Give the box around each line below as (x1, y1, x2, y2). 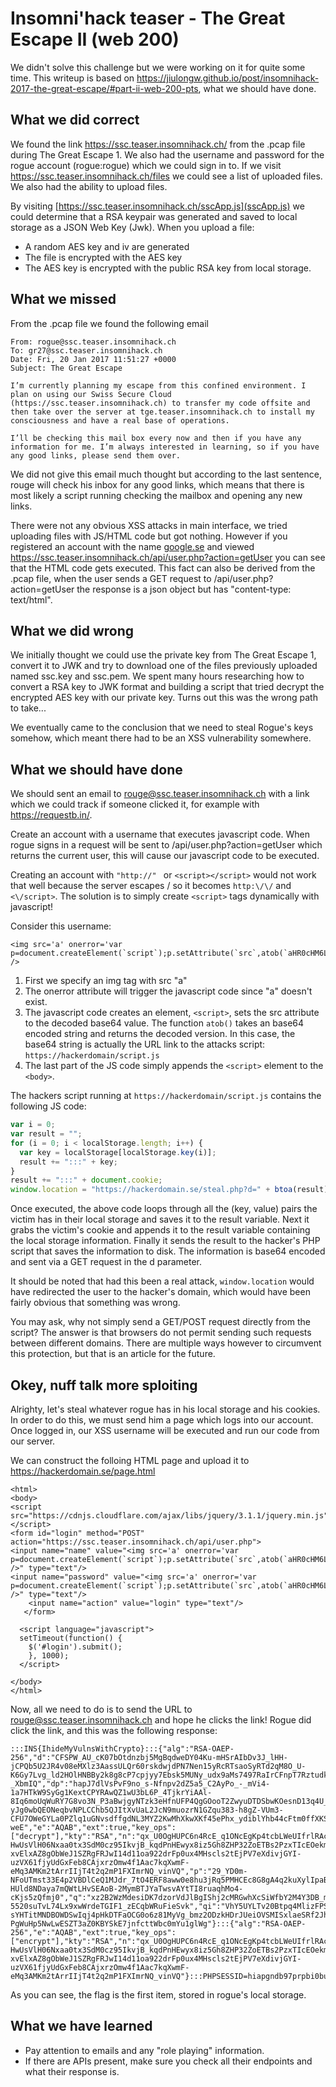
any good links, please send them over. (10, 450, 182, 461)
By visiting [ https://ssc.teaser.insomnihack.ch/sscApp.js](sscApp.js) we (10, 200, 305, 212)
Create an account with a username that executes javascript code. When (10, 828, 310, 841)
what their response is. (24, 2065, 120, 2077)
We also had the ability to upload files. (10, 180, 168, 192)
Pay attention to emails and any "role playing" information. (24, 2044, 265, 2056)
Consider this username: (10, 920, 112, 932)
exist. (24, 996, 48, 1008)
